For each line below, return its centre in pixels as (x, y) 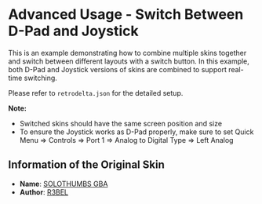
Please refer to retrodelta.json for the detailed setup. (96, 93)
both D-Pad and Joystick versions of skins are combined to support (118, 69)
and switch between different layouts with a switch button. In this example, (129, 61)
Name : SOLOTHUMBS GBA (64, 184)
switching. (40, 78)
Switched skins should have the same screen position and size (120, 123)
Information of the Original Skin (86, 165)
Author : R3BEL (44, 192)
